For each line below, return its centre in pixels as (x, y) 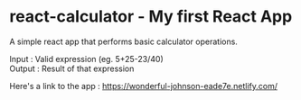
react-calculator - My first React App (151, 17)
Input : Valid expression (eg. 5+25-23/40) (87, 59)
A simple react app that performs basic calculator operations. (123, 41)
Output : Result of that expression (72, 68)
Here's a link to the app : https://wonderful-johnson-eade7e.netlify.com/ (144, 86)
